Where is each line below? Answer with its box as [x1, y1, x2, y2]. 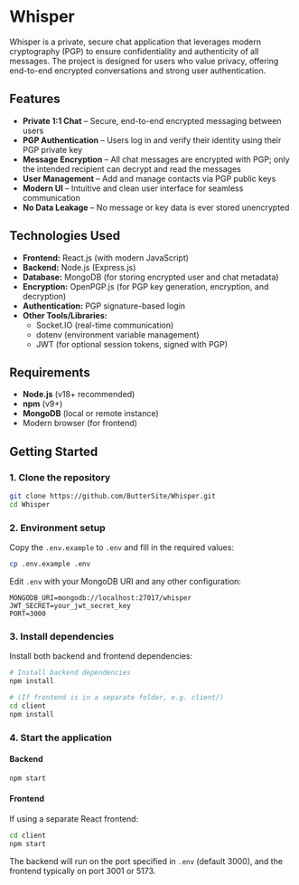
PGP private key [22, 144, 83, 155]
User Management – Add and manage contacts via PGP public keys [22, 173, 276, 184]
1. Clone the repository [9, 471, 111, 483]
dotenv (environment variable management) [35, 328, 201, 340]
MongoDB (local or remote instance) [22, 408, 160, 419]
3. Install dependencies [9, 630, 115, 642]
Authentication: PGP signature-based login [22, 300, 186, 311]
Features [9, 91, 61, 107]
